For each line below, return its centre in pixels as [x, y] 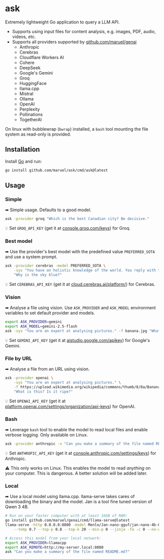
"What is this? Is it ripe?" [43, 391]
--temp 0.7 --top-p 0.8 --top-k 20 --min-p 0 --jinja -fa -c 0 [80, 529]
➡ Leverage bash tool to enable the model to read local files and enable [76, 430]
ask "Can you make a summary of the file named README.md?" [68, 552]
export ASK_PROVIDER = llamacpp [36, 543]
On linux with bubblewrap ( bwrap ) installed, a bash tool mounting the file [77, 129]
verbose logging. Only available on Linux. [47, 435]
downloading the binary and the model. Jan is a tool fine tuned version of [79, 502]
